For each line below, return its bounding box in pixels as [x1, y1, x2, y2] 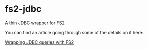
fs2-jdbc [5, 3, 42, 15]
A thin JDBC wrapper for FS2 [5, 20, 65, 26]
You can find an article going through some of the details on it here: [5, 29, 144, 35]
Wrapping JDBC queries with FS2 [5, 39, 74, 45]
